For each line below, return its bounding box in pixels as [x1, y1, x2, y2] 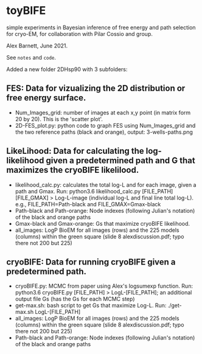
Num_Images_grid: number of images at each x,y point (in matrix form [15, 109, 191, 116]
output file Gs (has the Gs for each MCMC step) [15, 296, 135, 303]
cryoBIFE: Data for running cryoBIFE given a [6, 257, 176, 267]
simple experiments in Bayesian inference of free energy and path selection [6, 24, 196, 31]
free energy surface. [6, 92, 86, 103]
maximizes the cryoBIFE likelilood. [6, 165, 139, 175]
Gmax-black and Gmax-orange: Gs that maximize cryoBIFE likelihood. [15, 220, 190, 227]
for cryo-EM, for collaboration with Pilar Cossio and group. [6, 30, 153, 37]
